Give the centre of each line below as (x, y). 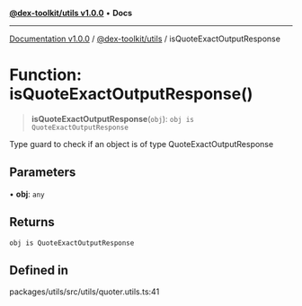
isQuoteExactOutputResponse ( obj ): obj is (113, 118)
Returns (32, 222)
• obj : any (27, 194)
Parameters (43, 173)
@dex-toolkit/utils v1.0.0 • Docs (71, 13)
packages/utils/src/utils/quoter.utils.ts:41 (84, 292)
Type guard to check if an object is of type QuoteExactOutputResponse (142, 144)
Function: (46, 75)
